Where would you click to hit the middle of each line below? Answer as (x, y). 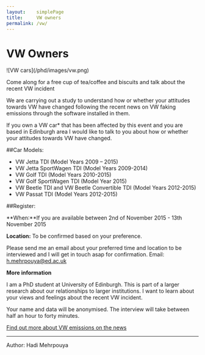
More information (29, 273)
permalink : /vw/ (27, 23)
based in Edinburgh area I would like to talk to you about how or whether (97, 132)
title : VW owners (34, 18)
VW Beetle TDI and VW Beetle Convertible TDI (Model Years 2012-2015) (106, 188)
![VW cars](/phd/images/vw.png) (48, 70)
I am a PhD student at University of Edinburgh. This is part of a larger (93, 285)
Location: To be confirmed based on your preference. (74, 236)
